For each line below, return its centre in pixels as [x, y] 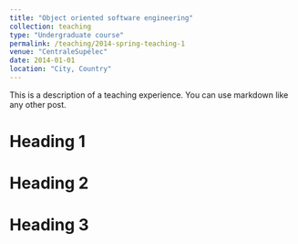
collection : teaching [51, 27]
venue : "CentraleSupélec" [58, 52]
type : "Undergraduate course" [67, 35]
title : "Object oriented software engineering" [102, 18]
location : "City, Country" [61, 69]
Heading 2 [49, 183]
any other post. [38, 104]
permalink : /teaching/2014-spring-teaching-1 [97, 43]
